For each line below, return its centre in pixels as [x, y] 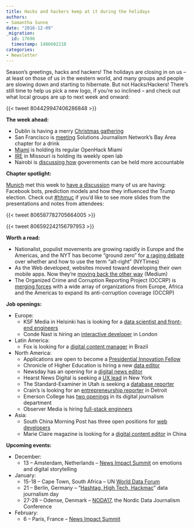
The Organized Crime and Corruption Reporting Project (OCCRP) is [95, 280]
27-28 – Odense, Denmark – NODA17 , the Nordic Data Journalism [101, 500]
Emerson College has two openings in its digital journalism [93, 396]
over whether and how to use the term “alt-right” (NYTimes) [87, 261]
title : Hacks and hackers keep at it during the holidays [78, 11]
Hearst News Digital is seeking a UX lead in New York [88, 378]
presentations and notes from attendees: [55, 204]
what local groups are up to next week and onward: [68, 97]
